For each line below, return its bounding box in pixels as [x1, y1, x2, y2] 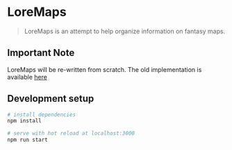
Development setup [7, 93, 94, 104]
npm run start [7, 136, 49, 144]
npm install [7, 118, 42, 124]
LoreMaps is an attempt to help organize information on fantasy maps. [24, 27, 226, 35]
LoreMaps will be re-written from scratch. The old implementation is [7, 65, 202, 73]
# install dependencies [7, 111, 76, 118]
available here [7, 73, 47, 81]
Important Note [7, 47, 75, 59]
